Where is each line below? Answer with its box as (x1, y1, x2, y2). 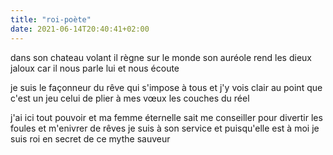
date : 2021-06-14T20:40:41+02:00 (10, 24, 150, 34)
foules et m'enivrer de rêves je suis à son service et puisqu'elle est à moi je (10, 122, 320, 134)
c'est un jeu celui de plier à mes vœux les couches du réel (10, 92, 250, 104)
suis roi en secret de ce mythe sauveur (10, 132, 171, 145)
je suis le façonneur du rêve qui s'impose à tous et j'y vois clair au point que (10, 81, 323, 93)
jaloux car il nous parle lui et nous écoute (10, 62, 180, 74)
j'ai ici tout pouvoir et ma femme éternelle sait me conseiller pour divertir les (10, 111, 323, 123)
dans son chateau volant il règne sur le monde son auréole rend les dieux (10, 51, 312, 63)
